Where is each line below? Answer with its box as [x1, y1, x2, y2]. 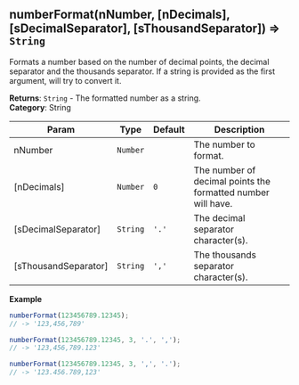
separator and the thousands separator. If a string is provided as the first [9, 66, 276, 77]
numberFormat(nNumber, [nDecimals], [9, 7, 230, 22]
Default [152, 123, 185, 135]
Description [214, 123, 265, 135]
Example [9, 293, 43, 304]
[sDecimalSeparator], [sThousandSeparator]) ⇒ [9, 21, 280, 37]
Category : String [9, 102, 71, 112]
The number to [193, 138, 255, 151]
